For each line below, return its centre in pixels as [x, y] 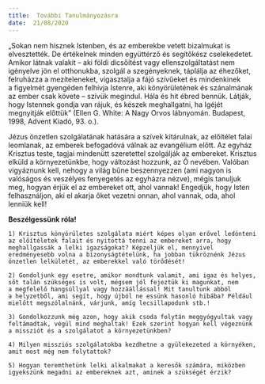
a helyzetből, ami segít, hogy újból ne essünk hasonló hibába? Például [131, 296]
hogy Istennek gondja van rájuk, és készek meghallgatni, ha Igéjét [115, 105]
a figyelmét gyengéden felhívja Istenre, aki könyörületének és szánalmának [131, 87]
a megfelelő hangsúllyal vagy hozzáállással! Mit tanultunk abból [120, 289]
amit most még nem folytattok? [60, 352]
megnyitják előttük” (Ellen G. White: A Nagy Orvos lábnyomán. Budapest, [127, 112]
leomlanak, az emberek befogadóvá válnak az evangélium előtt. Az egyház [130, 145]
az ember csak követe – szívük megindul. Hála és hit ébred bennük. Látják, [130, 96]
